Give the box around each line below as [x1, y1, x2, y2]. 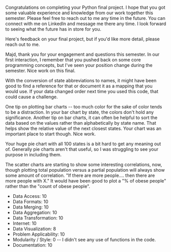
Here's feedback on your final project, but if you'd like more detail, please [5, 36, 160, 42]
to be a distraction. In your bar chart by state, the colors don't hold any [5, 109, 154, 115]
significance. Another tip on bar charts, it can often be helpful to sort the [5, 114, 158, 121]
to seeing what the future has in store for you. [5, 26, 102, 32]
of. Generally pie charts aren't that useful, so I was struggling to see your [5, 146, 159, 152]
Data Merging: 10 [12, 204, 49, 210]
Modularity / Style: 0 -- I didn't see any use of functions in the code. [12, 237, 156, 242]
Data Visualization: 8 [12, 226, 56, 232]
